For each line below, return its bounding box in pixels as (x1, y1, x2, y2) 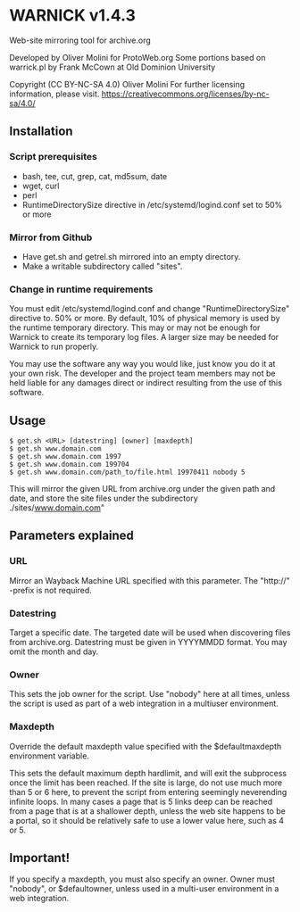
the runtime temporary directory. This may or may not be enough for (9, 322, 261, 333)
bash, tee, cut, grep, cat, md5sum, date (21, 170, 168, 181)
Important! (9, 850, 70, 866)
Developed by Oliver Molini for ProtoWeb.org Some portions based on (9, 52, 266, 62)
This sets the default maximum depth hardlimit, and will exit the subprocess (9, 767, 287, 778)
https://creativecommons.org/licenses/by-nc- (101, 88, 270, 99)
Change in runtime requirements (9, 283, 154, 295)
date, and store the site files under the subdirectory (9, 493, 198, 504)
